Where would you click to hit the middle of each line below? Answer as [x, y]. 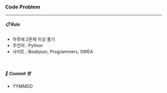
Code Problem [23, 7]
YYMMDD [23, 86]
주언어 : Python [28, 46]
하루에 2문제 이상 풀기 [34, 39]
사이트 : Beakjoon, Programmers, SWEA [53, 52]
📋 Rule [13, 24]
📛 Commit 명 [18, 73]
